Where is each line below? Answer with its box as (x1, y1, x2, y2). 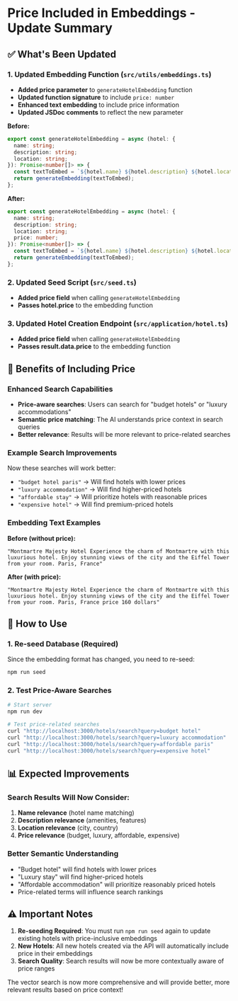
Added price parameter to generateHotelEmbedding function (17, 85, 193, 93)
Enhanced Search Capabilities (7, 384, 113, 394)
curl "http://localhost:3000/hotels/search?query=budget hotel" (7, 728, 201, 735)
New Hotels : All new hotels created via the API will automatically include (17, 942, 229, 950)
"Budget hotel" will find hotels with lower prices (17, 865, 157, 874)
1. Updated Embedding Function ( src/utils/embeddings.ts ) (7, 69, 212, 79)
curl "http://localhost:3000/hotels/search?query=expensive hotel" (7, 747, 211, 755)
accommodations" (17, 408, 72, 416)
